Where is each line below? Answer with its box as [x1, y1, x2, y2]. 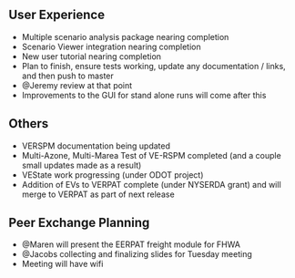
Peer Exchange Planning [8, 215, 150, 231]
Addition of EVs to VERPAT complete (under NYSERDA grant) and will [21, 179, 281, 190]
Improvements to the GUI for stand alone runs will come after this [21, 89, 267, 100]
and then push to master [21, 70, 115, 81]
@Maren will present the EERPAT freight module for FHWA [21, 239, 240, 250]
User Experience [8, 7, 106, 23]
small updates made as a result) [21, 160, 142, 170]
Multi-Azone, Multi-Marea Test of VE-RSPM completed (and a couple [21, 149, 281, 160]
